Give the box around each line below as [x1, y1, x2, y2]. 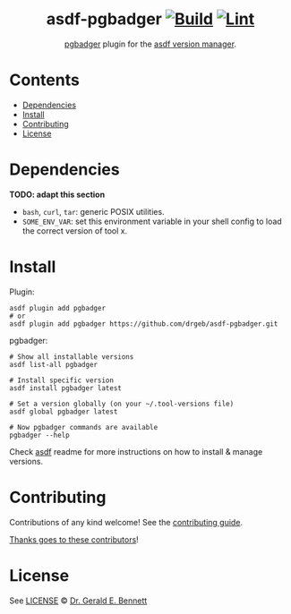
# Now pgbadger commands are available [9, 422, 158, 431]
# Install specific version [9, 376, 115, 385]
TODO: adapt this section [9, 189, 106, 200]
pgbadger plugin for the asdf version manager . [64, 38, 237, 49]
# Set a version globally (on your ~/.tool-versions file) [9, 399, 235, 408]
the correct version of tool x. [21, 225, 128, 236]
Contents [9, 70, 81, 90]
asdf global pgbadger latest [9, 407, 118, 416]
